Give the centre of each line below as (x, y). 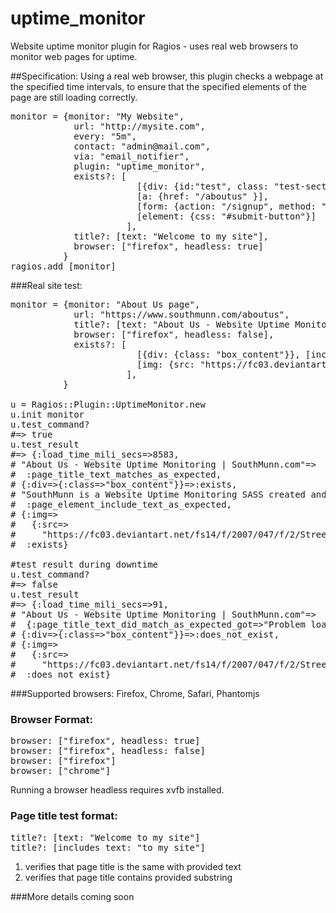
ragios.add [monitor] (63, 266)
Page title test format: (64, 816)
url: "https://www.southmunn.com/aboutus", (181, 314)
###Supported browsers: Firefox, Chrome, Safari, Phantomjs (135, 693)
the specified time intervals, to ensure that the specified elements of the (158, 86)
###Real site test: (46, 285)
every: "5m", (105, 136)
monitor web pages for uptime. (74, 56)
